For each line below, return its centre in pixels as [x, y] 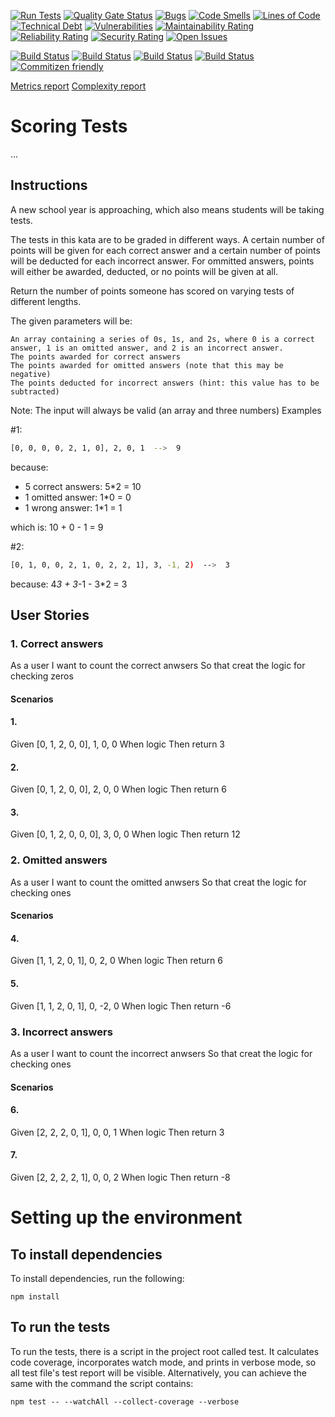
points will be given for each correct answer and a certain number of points [165, 250]
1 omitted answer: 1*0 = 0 [78, 497]
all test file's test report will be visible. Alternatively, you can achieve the [159, 1372]
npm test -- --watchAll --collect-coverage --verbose [125, 1401]
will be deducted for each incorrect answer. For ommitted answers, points [162, 261]
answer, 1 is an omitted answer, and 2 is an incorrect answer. [147, 348]
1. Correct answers [57, 643]
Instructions [49, 185]
